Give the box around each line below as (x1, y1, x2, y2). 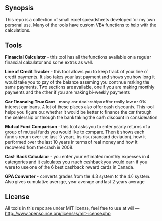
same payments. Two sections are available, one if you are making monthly (5, 84, 155, 90)
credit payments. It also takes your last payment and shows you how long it (5, 74, 155, 80)
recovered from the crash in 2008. (5, 144, 74, 150)
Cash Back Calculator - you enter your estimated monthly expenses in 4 (5, 153, 150, 159)
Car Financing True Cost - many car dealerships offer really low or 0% (5, 99, 147, 104)
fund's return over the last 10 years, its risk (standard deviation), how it (5, 134, 146, 140)
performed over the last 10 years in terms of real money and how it (5, 139, 138, 145)
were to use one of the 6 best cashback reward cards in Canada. (5, 164, 134, 170)
